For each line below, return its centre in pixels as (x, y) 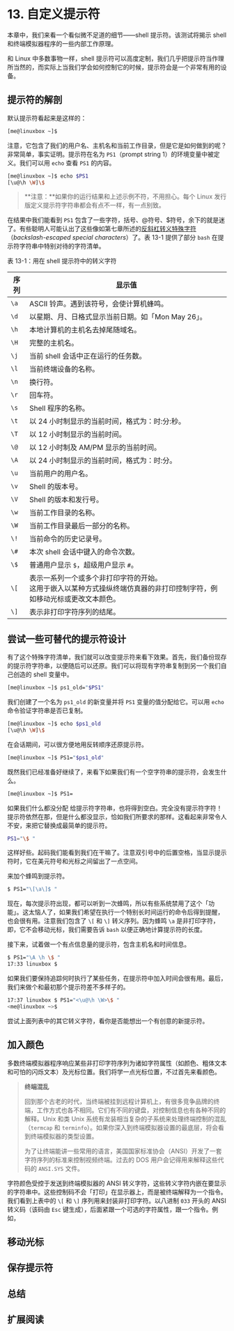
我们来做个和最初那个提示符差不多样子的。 (68, 987)
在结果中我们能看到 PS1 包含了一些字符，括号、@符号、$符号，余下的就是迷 (116, 220)
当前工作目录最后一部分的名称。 (81, 526)
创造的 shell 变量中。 (43, 675)
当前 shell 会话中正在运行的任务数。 (87, 356)
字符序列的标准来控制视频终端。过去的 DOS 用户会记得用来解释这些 (121, 1160)
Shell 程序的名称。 (59, 408)
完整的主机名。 (54, 343)
